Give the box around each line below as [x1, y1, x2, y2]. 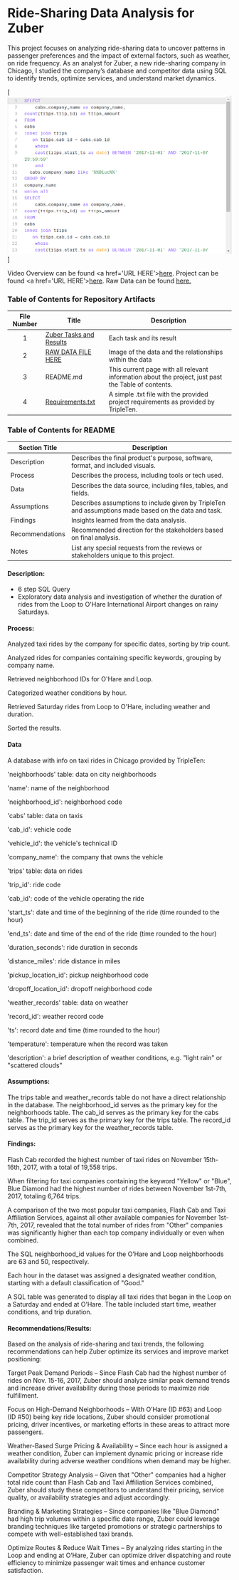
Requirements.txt [45, 397, 96, 407]
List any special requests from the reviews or [70, 543, 203, 552]
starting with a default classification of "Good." [7, 1279, 144, 1287]
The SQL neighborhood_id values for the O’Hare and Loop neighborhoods [7, 1250, 224, 1258]
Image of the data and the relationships [108, 347, 223, 356]
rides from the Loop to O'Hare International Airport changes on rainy [17, 600, 218, 609]
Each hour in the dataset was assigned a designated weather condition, [7, 1271, 217, 1280]
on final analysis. [70, 533, 121, 542]
